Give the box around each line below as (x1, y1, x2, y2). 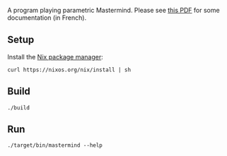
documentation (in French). (7, 13, 87, 22)
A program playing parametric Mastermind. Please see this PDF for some (7, 6, 221, 14)
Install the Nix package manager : (7, 52, 104, 61)
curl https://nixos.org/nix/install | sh (7, 66, 132, 73)
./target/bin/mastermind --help (7, 142, 103, 149)
